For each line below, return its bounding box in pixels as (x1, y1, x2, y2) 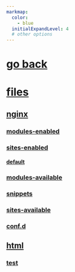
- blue (17, 20, 34, 26)
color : (11, 15, 28, 21)
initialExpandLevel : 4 (11, 25, 69, 32)
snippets (6, 190, 33, 198)
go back (6, 57, 48, 71)
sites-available (6, 206, 51, 215)
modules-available (6, 173, 62, 182)
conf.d (6, 222, 26, 230)
